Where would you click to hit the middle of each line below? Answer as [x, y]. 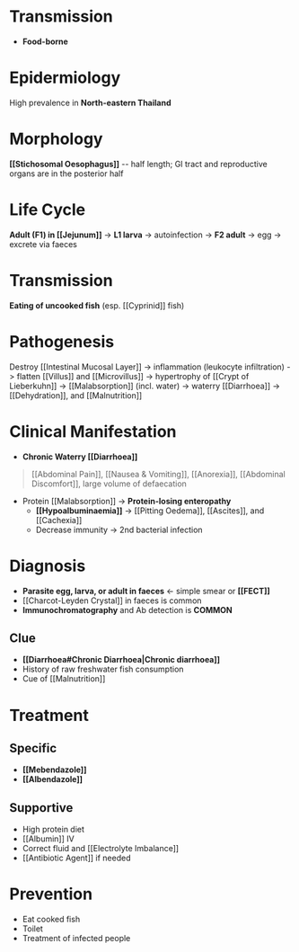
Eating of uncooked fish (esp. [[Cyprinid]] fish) [97, 305]
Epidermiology [65, 78]
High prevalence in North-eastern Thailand [90, 102]
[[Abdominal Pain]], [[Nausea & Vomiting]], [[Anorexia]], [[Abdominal [158, 474]
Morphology [56, 139]
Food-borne [45, 41]
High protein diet [53, 830]
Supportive [41, 808]
